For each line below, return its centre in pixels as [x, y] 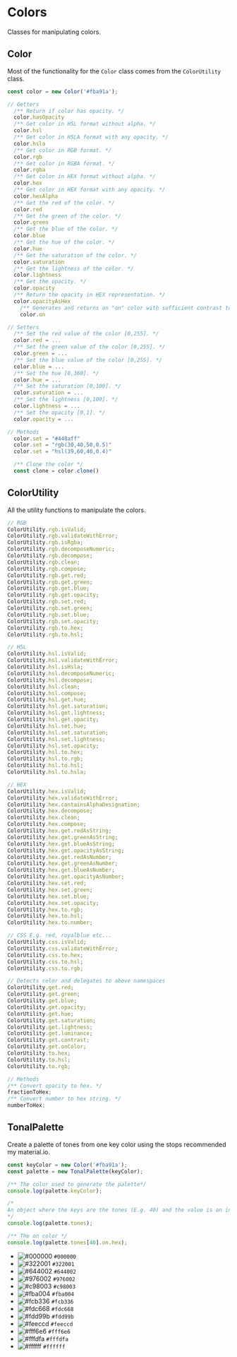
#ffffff [54, 1346]
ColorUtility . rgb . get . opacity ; [53, 595]
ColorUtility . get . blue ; [42, 1001]
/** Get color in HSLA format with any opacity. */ [91, 137]
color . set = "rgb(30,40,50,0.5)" [63, 445]
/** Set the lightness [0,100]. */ [66, 400]
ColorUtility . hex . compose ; [47, 824]
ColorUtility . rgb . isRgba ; [45, 543]
